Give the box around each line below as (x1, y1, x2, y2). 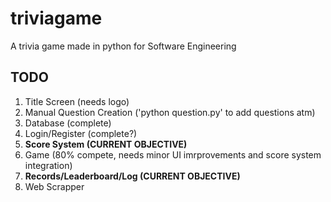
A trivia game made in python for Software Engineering (10, 40, 237, 52)
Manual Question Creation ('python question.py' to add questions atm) (24, 106, 316, 118)
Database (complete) (24, 117, 112, 129)
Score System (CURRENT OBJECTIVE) (24, 138, 188, 150)
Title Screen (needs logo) (24, 95, 130, 107)
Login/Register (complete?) (24, 127, 138, 139)
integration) (24, 159, 73, 171)
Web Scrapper (24, 180, 85, 192)
